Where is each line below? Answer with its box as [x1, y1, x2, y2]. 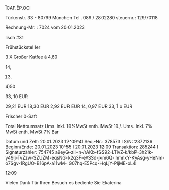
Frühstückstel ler [5, 44, 41, 50]
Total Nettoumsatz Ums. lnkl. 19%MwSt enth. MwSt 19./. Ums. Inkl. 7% [5, 123, 152, 129]
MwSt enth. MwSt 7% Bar [5, 129, 59, 135]
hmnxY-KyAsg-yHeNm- [115, 155, 165, 161]
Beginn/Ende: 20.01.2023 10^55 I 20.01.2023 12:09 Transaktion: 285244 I [5, 144, 158, 150]
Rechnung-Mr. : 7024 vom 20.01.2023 [5, 24, 85, 30]
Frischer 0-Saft [5, 113, 37, 119]
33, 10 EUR [5, 93, 28, 99]
